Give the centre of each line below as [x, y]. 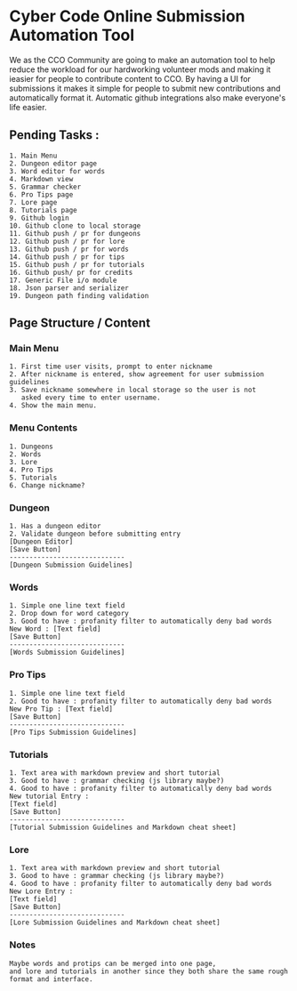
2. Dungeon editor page [53, 163]
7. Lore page [33, 202]
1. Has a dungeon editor [55, 527]
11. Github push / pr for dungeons [75, 233]
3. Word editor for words [57, 171]
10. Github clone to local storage [75, 226]
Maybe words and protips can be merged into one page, [113, 963]
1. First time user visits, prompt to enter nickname [111, 367]
